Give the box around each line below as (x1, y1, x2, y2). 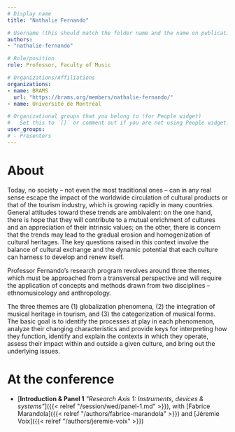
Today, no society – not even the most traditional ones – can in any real (7, 186, 212, 194)
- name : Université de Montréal (7, 100, 101, 107)
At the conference (7, 371, 115, 387)
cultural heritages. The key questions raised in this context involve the (7, 237, 209, 246)
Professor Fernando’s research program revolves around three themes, (7, 266, 212, 274)
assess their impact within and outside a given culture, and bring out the (7, 339, 215, 347)
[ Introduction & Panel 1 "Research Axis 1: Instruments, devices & (17, 394, 204, 403)
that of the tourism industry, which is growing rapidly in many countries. (7, 200, 215, 209)
